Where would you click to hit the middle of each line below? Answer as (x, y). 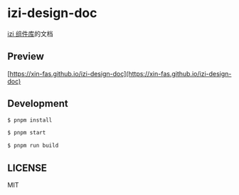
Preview (26, 57)
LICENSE (27, 168)
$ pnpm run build (33, 146)
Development (38, 104)
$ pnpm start (27, 133)
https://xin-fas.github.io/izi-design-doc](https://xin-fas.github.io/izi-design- (121, 73)
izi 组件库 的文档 (30, 33)
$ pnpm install (30, 120)
